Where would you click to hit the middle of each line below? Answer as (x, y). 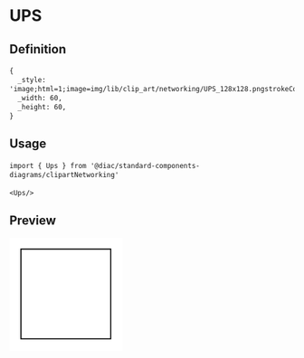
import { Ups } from (48, 165)
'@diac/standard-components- (145, 165)
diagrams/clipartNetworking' (64, 174)
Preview (33, 221)
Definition (38, 49)
